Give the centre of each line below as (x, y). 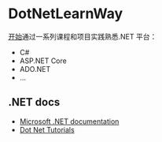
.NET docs (34, 102)
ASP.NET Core (43, 61)
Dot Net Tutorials (47, 129)
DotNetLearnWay (66, 14)
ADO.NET (35, 69)
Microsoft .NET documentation (69, 121)
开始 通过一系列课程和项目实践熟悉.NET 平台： (83, 36)
